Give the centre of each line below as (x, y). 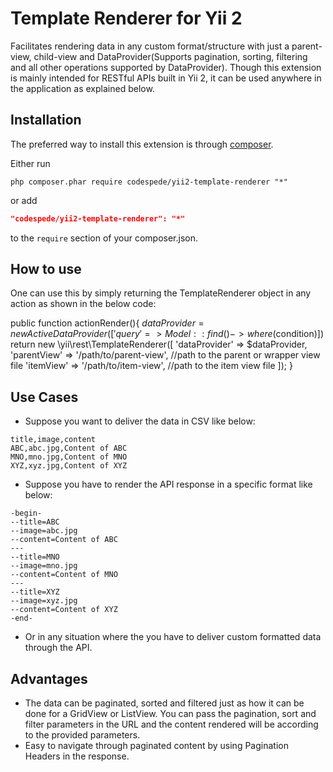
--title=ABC (35, 522)
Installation (46, 120)
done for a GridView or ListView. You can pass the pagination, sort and (170, 714)
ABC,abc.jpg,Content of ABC (69, 448)
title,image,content (53, 440)
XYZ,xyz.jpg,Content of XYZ (69, 466)
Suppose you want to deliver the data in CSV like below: (140, 421)
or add (24, 200)
